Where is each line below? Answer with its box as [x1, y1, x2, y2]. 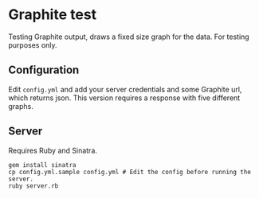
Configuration [8, 64, 80, 77]
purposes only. [8, 40, 57, 49]
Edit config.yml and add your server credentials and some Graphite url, [8, 84, 242, 94]
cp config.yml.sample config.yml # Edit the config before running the [8, 168, 251, 176]
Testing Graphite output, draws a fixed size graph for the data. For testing [8, 32, 249, 41]
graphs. [8, 101, 33, 111]
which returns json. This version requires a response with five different [8, 93, 241, 103]
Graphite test [8, 6, 97, 24]
